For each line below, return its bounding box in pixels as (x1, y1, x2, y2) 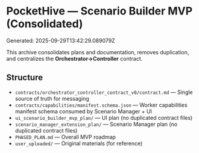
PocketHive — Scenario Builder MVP (6, 4, 193, 18)
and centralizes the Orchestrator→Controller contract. (6, 55, 143, 62)
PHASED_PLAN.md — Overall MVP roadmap (14, 133, 116, 140)
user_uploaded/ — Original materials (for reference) (14, 140, 143, 147)
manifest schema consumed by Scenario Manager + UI (14, 107, 153, 115)
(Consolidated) (6, 17, 83, 31)
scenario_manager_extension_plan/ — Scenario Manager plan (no (14, 120, 178, 128)
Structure (6, 72, 43, 83)
